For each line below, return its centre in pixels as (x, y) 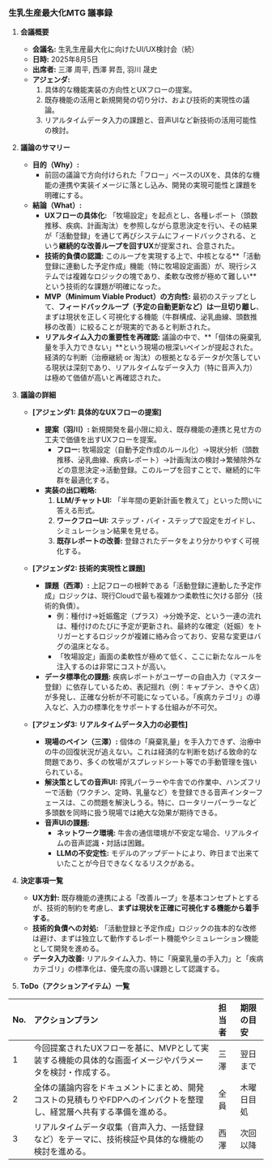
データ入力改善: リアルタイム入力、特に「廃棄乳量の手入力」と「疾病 (148, 959)
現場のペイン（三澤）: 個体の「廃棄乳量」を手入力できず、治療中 (153, 742)
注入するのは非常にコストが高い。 (113, 667)
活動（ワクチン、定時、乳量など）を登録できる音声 (143, 792)
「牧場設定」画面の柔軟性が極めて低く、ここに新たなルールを (159, 657)
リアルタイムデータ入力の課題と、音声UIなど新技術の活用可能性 (151, 120)
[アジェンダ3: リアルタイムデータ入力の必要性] (110, 724)
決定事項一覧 (41, 881)
